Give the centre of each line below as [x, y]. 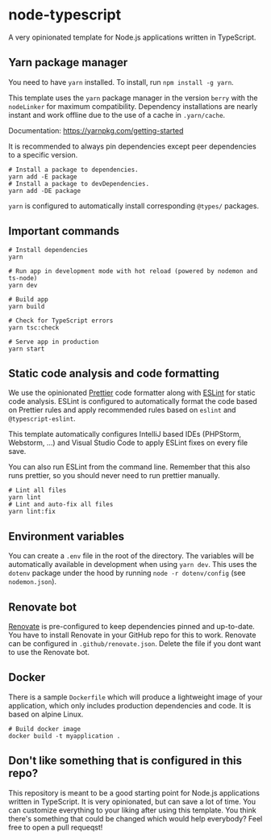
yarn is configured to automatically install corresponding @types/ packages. [134, 206]
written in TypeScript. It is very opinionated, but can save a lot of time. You [132, 801]
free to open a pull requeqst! [56, 827]
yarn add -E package [43, 176]
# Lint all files [38, 490]
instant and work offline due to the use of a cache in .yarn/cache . [117, 115]
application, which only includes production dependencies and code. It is [130, 705]
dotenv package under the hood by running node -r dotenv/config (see [127, 573]
